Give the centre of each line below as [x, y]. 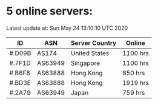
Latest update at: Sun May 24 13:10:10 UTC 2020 [67, 28]
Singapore [85, 63]
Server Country [94, 42]
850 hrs [133, 73]
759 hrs [133, 92]
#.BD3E [20, 83]
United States [90, 53]
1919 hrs [136, 83]
